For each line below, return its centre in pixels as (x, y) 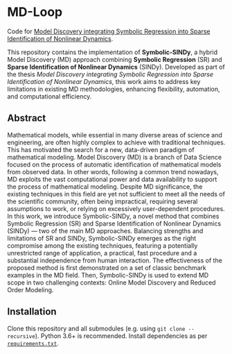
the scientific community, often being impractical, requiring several (102, 201)
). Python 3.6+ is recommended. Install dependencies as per (121, 336)
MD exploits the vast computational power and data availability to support (112, 179)
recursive (21, 336)
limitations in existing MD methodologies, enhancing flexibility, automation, (114, 89)
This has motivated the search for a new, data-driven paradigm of (101, 149)
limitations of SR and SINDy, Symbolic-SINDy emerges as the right (102, 238)
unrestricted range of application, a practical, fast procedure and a (102, 253)
